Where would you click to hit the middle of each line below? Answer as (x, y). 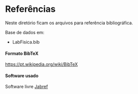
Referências (30, 9)
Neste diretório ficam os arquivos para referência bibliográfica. (69, 23)
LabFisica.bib (26, 42)
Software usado (22, 76)
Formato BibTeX (22, 53)
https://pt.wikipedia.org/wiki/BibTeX (42, 64)
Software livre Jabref (26, 87)
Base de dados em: (25, 32)
